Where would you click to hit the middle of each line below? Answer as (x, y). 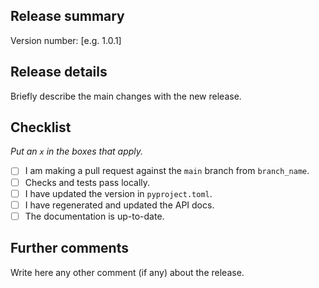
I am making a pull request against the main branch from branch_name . (167, 171)
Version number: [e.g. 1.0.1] (66, 40)
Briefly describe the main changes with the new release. (126, 96)
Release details (59, 72)
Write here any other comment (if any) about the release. (127, 272)
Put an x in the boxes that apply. (77, 151)
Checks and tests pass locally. (87, 182)
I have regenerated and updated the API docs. (119, 205)
